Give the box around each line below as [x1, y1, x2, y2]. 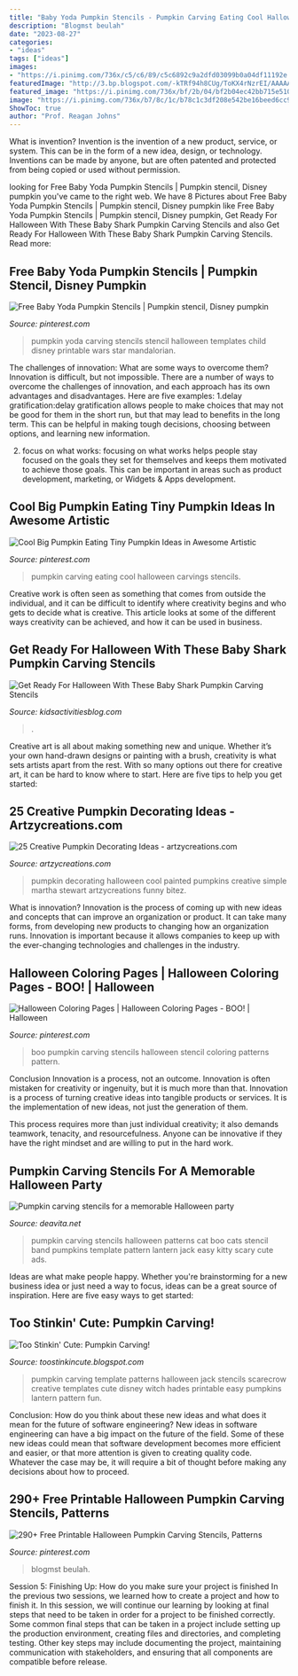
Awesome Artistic [9, 513, 111, 529]
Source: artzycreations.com [9, 858, 112, 869]
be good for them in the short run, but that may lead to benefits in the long [9, 409, 281, 419]
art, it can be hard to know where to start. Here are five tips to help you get [9, 769, 282, 779]
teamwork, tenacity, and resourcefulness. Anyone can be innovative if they [9, 1128, 283, 1140]
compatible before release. [9, 1656, 108, 1667]
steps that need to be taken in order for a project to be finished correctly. [9, 1609, 276, 1619]
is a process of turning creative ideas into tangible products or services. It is [9, 1093, 287, 1103]
